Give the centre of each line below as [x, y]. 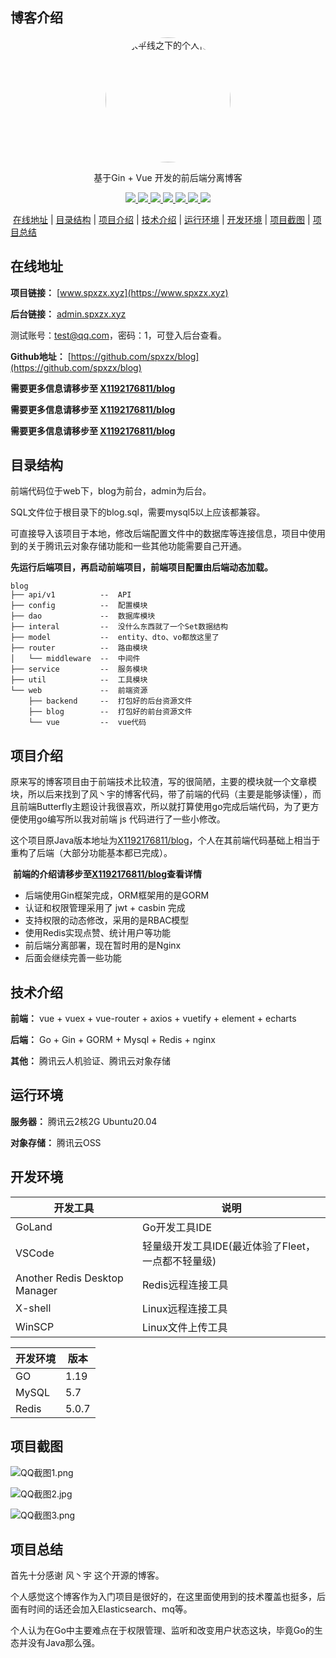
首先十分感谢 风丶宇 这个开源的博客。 [87, 1575]
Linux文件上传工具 [185, 1327]
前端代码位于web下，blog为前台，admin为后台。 [111, 491]
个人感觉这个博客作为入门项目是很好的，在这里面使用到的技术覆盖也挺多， [163, 1597]
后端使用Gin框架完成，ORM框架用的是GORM [117, 895]
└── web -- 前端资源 [79, 691]
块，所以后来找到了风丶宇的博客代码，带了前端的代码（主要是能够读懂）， [161, 794]
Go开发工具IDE [177, 1227]
